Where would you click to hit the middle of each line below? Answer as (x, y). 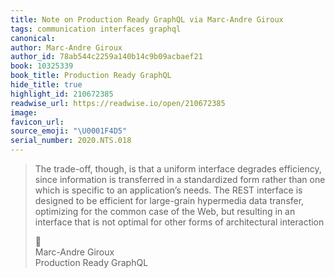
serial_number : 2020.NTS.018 (71, 141)
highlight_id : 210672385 (62, 94)
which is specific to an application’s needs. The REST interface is (168, 190)
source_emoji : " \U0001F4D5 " (69, 131)
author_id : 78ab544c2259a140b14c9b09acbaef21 (106, 57)
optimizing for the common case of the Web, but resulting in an (165, 211)
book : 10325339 (42, 66)
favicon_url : (37, 122)
